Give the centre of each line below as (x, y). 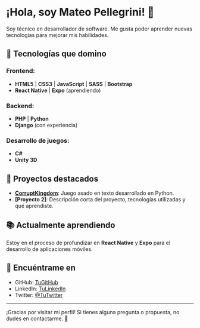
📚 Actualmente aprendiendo (61, 226)
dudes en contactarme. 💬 (37, 318)
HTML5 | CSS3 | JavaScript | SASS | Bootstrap (74, 84)
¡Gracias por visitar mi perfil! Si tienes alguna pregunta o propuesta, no (93, 312)
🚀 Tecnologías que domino (57, 54)
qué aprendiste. (34, 206)
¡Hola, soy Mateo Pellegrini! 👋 (80, 12)
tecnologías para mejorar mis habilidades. (57, 35)
